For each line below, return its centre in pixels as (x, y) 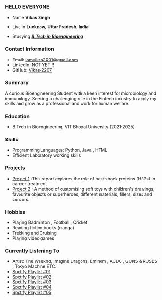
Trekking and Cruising (34, 233)
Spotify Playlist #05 (32, 292)
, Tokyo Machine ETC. (34, 266)
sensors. (21, 199)
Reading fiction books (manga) (43, 228)
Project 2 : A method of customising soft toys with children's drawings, (83, 189)
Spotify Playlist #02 (32, 277)
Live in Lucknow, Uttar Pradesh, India (50, 27)
